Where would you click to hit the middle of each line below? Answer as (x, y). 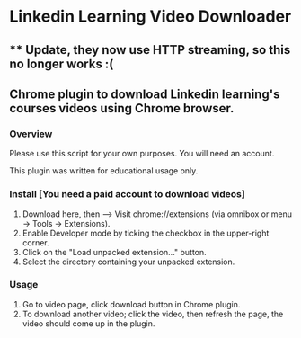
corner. (35, 242)
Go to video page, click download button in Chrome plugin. (131, 304)
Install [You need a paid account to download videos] (127, 194)
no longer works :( (62, 63)
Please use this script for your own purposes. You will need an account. (142, 154)
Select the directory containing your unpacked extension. (128, 262)
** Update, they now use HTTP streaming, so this (150, 50)
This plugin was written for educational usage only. (104, 171)
